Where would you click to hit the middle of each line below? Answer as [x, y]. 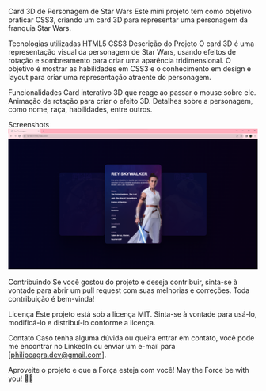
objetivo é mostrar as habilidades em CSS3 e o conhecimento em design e [130, 69]
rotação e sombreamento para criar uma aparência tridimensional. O [120, 60]
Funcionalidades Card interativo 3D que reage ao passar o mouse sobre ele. [132, 93]
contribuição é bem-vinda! [51, 298]
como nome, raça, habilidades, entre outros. [80, 109]
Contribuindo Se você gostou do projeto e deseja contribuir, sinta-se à [123, 282]
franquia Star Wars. [40, 28]
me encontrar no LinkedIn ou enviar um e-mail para [92, 346]
